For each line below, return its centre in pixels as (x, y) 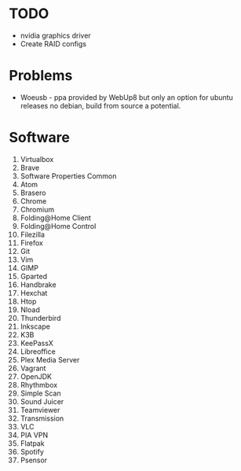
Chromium (37, 209)
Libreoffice (38, 351)
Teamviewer (40, 410)
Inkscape (35, 326)
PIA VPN (34, 435)
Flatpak (33, 443)
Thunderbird (40, 318)
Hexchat (34, 293)
